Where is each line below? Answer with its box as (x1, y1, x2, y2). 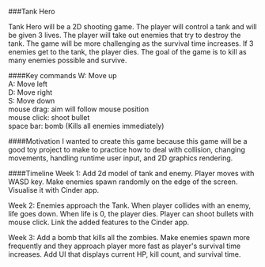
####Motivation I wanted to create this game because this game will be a (8, 137, 248, 145)
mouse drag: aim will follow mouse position (8, 104, 149, 114)
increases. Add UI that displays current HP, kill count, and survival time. (8, 250, 241, 259)
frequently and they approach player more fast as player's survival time (8, 241, 241, 250)
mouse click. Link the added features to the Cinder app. (8, 217, 190, 227)
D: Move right (8, 88, 53, 97)
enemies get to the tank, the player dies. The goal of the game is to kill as (8, 47, 247, 56)
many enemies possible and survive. (8, 55, 127, 65)
